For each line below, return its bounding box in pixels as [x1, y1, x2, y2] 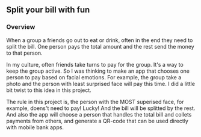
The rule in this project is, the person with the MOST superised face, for [6, 98, 184, 105]
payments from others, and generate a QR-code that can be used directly [6, 117, 188, 124]
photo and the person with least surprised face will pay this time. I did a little [6, 80, 196, 87]
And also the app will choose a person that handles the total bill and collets [6, 111, 192, 118]
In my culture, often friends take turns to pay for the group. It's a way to [6, 61, 184, 68]
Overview [6, 23, 36, 31]
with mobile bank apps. [6, 123, 64, 131]
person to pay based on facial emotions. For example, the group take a [6, 73, 182, 81]
